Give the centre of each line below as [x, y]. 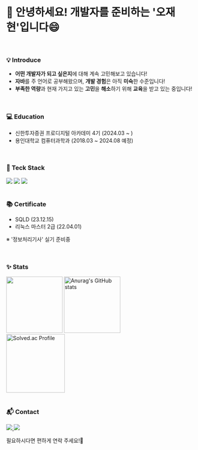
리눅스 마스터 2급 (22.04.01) [48, 227]
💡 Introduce [24, 59]
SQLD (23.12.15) [34, 219]
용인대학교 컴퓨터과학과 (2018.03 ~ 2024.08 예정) [74, 140]
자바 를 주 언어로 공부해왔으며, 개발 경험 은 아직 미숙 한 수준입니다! [90, 81]
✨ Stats [17, 267]
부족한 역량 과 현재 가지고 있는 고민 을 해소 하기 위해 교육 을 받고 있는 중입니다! [103, 89]
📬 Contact [23, 412]
